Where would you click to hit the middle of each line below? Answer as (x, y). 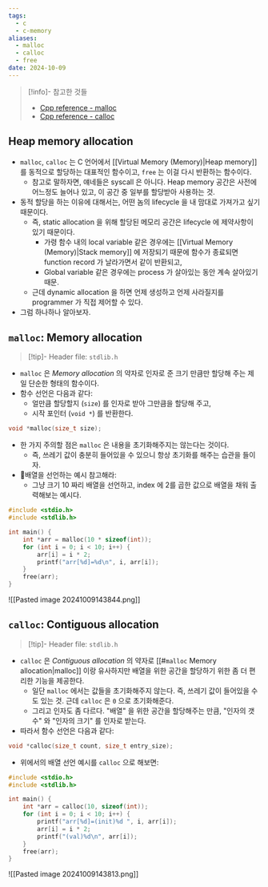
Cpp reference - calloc (77, 116)
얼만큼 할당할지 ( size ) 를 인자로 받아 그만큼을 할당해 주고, (122, 403)
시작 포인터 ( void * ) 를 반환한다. (82, 413)
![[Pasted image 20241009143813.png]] (73, 874)
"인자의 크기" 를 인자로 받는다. (99, 720)
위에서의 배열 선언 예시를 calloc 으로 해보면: (89, 762)
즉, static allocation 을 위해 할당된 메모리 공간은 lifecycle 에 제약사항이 (142, 222)
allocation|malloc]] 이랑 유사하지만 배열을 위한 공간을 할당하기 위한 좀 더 (134, 671)
